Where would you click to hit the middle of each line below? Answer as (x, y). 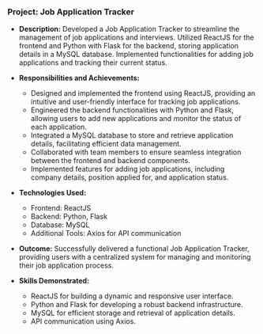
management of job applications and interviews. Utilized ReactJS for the (136, 37)
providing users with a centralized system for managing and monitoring (135, 257)
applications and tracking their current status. (93, 63)
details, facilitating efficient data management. (106, 144)
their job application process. (66, 266)
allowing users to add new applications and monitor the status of (136, 119)
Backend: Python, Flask (69, 217)
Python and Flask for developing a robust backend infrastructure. (137, 305)
